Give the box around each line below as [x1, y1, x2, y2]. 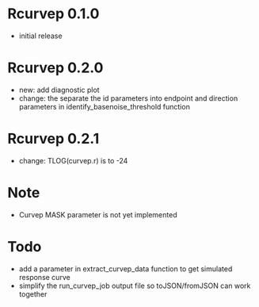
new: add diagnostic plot [18, 85, 100, 94]
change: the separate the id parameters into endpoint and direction [18, 93, 238, 103]
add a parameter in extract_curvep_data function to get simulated [18, 263, 233, 274]
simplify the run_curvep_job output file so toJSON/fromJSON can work [18, 281, 251, 290]
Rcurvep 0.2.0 [7, 59, 104, 77]
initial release [18, 31, 63, 40]
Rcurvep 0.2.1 [7, 130, 100, 148]
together [18, 289, 48, 298]
